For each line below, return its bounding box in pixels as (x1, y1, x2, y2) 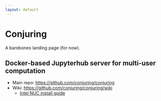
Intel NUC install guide (19, 90, 65, 96)
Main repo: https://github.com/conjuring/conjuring (12, 80, 115, 86)
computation (5, 67, 46, 75)
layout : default (5, 7, 39, 12)
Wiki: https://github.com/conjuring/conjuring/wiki (12, 85, 113, 91)
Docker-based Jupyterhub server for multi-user (5, 59, 156, 67)
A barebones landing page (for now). (5, 45, 80, 51)
